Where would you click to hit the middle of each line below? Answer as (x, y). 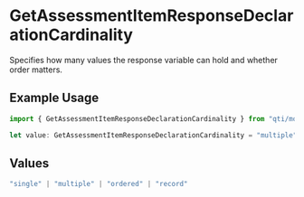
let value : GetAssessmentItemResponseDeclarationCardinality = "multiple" (153, 135)
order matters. (36, 70)
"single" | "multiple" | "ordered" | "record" (99, 184)
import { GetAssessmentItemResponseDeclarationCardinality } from (137, 118)
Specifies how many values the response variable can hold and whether (144, 60)
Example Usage (54, 98)
